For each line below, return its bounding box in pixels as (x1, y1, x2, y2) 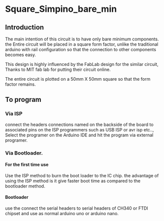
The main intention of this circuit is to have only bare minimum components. (5, 36, 159, 42)
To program (5, 95, 42, 104)
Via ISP (5, 110, 23, 117)
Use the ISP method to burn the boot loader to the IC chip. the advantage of (5, 172, 159, 178)
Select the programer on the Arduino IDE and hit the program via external (5, 132, 154, 138)
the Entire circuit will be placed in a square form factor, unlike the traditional (5, 41, 159, 47)
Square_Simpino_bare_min (5, 3, 117, 15)
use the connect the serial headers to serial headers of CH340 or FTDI (5, 205, 149, 211)
